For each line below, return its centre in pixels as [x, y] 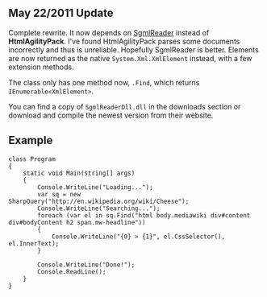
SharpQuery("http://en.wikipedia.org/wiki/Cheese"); [99, 201]
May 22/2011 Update [61, 13]
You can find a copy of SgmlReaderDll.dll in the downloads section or [125, 106]
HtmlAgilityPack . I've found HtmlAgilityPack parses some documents [124, 41]
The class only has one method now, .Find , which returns [104, 82]
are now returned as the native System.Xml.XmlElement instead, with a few [130, 58]
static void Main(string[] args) [79, 173]
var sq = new [59, 194]
